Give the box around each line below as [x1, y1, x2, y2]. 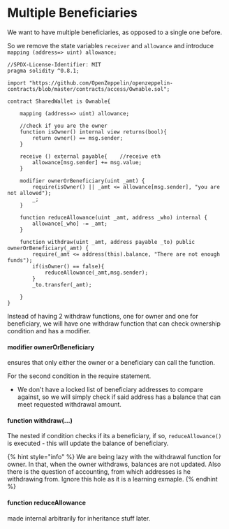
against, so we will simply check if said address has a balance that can [17, 393, 221, 401]
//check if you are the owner [20, 122, 108, 129]
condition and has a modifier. [7, 326, 91, 335]
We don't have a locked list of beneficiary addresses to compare [17, 386, 204, 394]
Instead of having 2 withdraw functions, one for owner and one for [7, 312, 199, 320]
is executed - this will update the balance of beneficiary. [7, 439, 169, 448]
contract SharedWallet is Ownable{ [7, 98, 111, 105]
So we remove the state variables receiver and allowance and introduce [7, 41, 214, 50]
